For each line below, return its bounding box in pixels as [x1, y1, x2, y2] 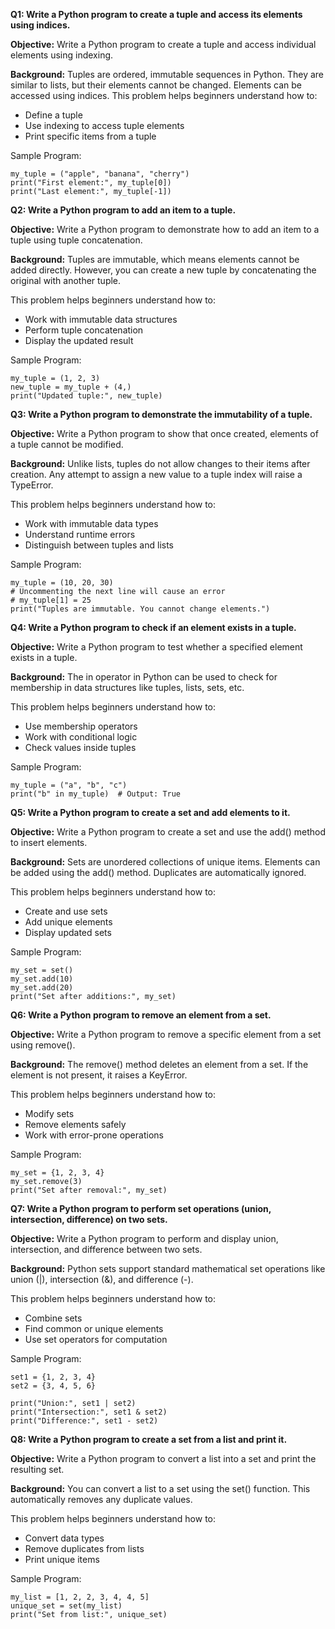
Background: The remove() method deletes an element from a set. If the [10, 1059, 309, 1070]
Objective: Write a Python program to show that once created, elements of [10, 428, 319, 439]
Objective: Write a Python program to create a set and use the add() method [10, 826, 327, 838]
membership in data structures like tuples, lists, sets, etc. [10, 682, 245, 693]
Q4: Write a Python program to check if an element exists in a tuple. [10, 622, 297, 633]
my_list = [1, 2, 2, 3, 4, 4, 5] [10, 1592, 150, 1602]
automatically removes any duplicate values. [10, 1494, 193, 1505]
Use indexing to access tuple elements [24, 120, 185, 131]
